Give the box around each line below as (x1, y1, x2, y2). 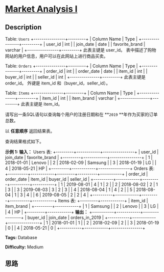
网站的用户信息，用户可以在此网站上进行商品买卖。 (5, 53, 108, 59)
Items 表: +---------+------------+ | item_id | (58, 198, 148, 203)
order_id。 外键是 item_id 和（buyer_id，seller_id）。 (5, 80, 111, 86)
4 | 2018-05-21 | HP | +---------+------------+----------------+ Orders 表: (5, 165, 155, 171)
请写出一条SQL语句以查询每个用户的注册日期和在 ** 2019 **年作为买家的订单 (5, 111, 158, 117)
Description (5, 23, 42, 31)
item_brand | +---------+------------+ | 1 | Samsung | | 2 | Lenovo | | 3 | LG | (5, 203, 159, 209)
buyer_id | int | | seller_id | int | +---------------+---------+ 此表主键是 (5, 74, 146, 80)
